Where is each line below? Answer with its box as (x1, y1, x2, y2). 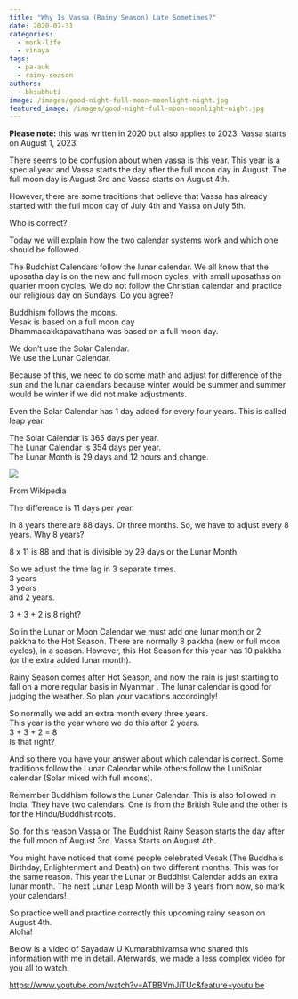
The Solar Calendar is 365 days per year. (9, 433, 159, 444)
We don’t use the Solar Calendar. (9, 343, 130, 354)
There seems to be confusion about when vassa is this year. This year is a (9, 155, 280, 165)
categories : (9, 29, 53, 38)
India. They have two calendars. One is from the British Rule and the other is (9, 799, 288, 810)
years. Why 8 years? (9, 530, 85, 540)
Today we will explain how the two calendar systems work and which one (9, 235, 278, 245)
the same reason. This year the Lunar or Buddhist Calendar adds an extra (9, 872, 278, 883)
